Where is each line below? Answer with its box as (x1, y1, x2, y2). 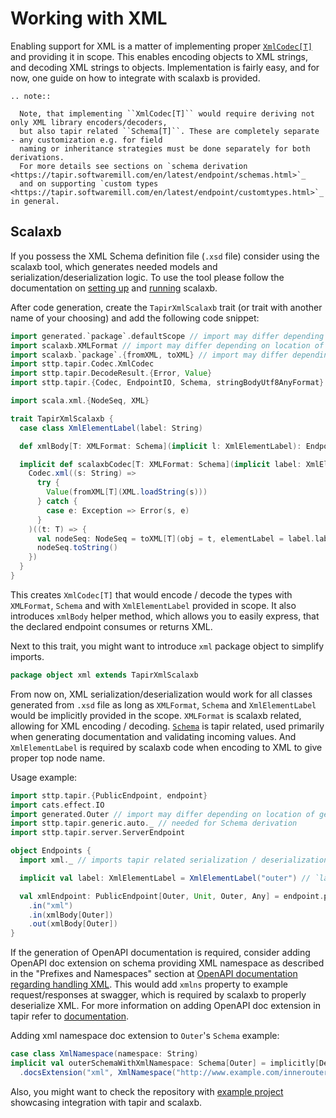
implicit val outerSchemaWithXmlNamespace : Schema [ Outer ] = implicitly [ (10, 1058, 320, 1068)
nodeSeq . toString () (36, 543, 118, 553)
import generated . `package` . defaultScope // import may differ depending (10, 331, 325, 341)
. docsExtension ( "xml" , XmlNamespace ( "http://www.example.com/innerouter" (19, 1067, 333, 1077)
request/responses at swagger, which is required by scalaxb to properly (10, 989, 307, 1001)
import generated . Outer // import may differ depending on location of (10, 809, 315, 819)
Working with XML (10, 7, 168, 30)
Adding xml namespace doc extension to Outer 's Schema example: (10, 1030, 280, 1042)
